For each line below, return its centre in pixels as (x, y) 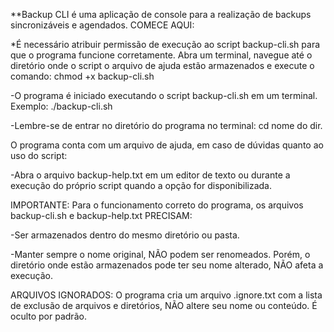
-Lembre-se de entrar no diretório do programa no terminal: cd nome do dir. (166, 125)
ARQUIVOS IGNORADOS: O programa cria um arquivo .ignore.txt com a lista (166, 295)
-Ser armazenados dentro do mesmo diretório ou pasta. (125, 235)
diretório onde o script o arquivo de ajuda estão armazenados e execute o (162, 65)
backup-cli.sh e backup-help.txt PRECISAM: (101, 215)
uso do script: (39, 155)
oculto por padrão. (48, 316)
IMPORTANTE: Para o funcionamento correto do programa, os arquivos (157, 205)
